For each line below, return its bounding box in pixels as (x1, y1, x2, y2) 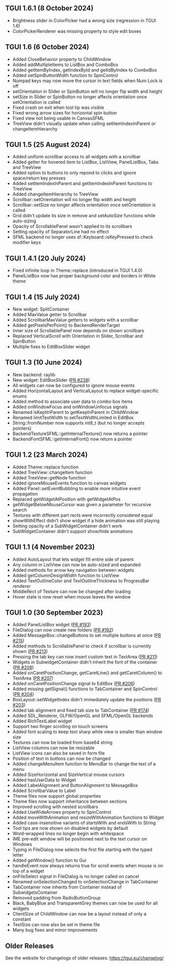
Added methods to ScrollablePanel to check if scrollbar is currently (12, 643, 151, 649)
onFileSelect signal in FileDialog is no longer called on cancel (12, 873, 139, 879)
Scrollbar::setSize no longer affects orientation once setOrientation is (12, 202, 156, 208)
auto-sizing (12, 218, 36, 224)
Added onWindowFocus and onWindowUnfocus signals (12, 403, 128, 410)
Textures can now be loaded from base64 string (12, 740, 113, 746)
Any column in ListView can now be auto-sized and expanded (12, 562, 141, 568)
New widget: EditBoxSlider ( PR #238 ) (12, 377, 90, 383)
